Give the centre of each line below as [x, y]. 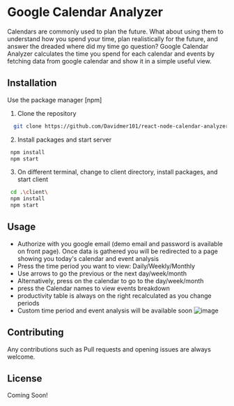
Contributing [36, 332]
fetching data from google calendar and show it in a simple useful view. [109, 61]
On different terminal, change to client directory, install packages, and [117, 172]
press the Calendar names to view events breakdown [94, 288]
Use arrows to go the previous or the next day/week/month [102, 273]
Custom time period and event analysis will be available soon [105, 310]
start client [33, 179]
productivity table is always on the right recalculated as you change [114, 295]
